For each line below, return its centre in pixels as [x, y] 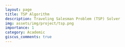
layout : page [19, 10]
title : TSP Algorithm [27, 14]
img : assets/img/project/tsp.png [40, 23]
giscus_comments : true [28, 37]
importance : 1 [20, 28]
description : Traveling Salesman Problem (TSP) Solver [63, 19]
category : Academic [25, 32]
